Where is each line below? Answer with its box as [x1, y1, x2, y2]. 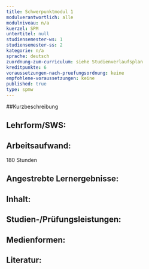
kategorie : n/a [6, 48, 44, 54]
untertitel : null [6, 31, 50, 37]
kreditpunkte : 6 [6, 64, 47, 71]
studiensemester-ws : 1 [6, 36, 63, 42]
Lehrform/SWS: [6, 120, 66, 130]
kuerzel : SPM [6, 25, 39, 32]
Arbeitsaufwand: [6, 140, 71, 151]
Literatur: [6, 255, 42, 265]
